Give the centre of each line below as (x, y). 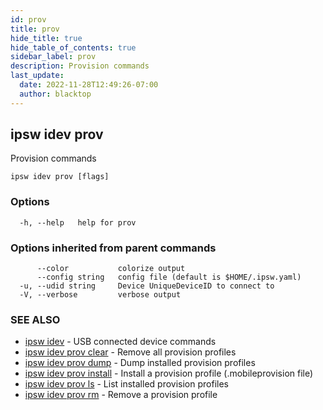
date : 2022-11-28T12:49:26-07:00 (89, 85)
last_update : (37, 76)
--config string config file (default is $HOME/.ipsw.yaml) (169, 277)
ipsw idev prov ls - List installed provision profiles (126, 384)
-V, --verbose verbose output (100, 295)
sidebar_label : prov (53, 57)
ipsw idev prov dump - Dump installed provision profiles (140, 363)
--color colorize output (111, 269)
